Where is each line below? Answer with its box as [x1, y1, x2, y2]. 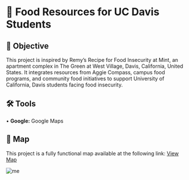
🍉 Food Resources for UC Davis [6, 5, 160, 19]
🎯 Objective [6, 41, 49, 51]
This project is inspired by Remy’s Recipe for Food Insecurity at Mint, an [6, 57, 178, 63]
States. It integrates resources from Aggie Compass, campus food [6, 69, 165, 75]
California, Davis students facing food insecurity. [6, 81, 123, 88]
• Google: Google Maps [6, 117, 64, 124]
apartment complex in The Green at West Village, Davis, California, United [6, 63, 184, 70]
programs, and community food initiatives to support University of [6, 75, 164, 82]
